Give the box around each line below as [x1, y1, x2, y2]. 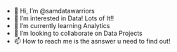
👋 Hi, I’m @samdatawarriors [13, 7, 95, 15]
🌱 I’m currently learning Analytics [13, 22, 110, 30]
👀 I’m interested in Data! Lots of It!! [13, 14, 114, 22]
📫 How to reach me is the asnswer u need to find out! [13, 37, 171, 45]
